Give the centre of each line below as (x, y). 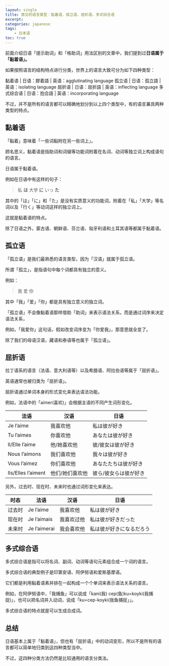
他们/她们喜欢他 (69, 473)
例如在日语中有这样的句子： (34, 179)
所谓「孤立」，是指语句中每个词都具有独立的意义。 (57, 270)
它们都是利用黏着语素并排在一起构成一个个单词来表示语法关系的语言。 (78, 583)
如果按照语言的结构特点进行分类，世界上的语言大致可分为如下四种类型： (80, 70)
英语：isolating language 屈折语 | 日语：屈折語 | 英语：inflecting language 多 (84, 87)
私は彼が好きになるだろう (120, 529)
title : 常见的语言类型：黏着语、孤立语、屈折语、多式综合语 (60, 15)
